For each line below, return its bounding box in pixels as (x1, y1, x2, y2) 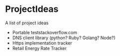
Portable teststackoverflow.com (12, 29, 78, 35)
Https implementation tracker (12, 40, 72, 46)
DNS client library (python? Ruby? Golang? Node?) (12, 35, 116, 41)
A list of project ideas (5, 20, 49, 26)
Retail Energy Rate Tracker (12, 45, 67, 51)
